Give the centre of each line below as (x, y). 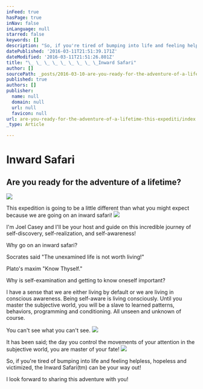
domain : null (28, 102)
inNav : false (23, 23)
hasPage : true (24, 18)
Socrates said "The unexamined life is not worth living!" (75, 257)
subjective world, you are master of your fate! (63, 350)
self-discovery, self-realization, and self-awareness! (71, 233)
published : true (27, 79)
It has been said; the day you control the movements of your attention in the (101, 342)
